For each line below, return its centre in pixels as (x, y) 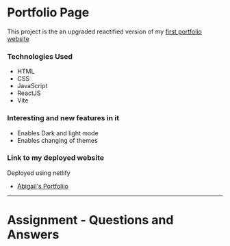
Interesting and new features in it (63, 118)
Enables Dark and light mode (58, 133)
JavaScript (32, 86)
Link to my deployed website (56, 158)
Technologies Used (40, 56)
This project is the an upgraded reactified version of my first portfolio (104, 31)
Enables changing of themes (57, 140)
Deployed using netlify (39, 173)
